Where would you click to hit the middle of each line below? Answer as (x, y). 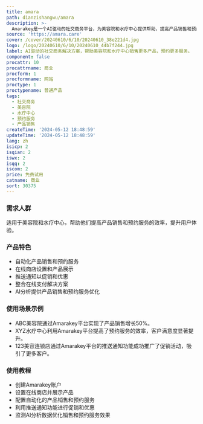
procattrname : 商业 (30, 68)
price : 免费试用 (25, 175)
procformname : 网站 (30, 79)
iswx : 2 (16, 158)
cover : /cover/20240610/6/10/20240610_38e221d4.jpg (72, 40)
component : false (28, 57)
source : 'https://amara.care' (44, 34)
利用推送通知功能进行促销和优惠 (55, 407)
